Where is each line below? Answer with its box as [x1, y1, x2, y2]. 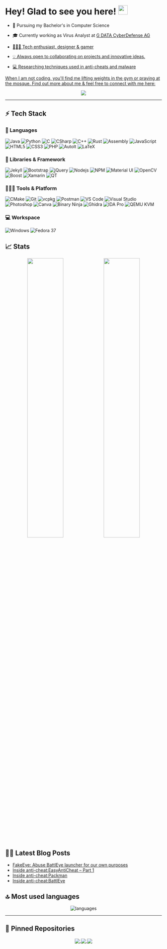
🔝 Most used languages [5, 892, 80, 901]
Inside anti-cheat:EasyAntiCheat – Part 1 [12, 867, 94, 873]
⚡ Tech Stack [5, 109, 47, 118]
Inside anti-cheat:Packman [12, 872, 68, 878]
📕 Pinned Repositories [5, 925, 75, 933]
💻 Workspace [5, 214, 40, 221]
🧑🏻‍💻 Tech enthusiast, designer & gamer [12, 44, 94, 50]
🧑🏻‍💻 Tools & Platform [5, 184, 57, 191]
